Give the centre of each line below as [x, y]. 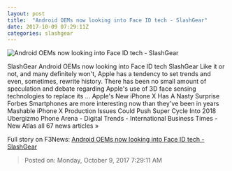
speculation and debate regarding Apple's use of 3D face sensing [102, 89]
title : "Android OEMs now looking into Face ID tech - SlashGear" [108, 20]
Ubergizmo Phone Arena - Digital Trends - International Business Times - [113, 119]
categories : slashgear [40, 33]
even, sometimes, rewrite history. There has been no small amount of [107, 82]
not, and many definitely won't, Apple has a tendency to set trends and [109, 74]
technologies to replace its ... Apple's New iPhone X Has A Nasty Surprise [114, 96]
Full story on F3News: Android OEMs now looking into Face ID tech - [106, 140]
